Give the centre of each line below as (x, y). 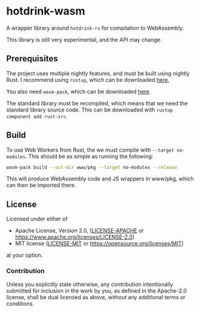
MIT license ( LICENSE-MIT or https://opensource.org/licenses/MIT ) (99, 244)
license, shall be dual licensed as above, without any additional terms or (96, 297)
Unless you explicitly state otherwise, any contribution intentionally (90, 284)
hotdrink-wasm (46, 11)
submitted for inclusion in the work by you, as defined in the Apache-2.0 (96, 290)
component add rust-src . (37, 116)
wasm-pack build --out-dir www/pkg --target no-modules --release (92, 167)
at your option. (25, 255)
